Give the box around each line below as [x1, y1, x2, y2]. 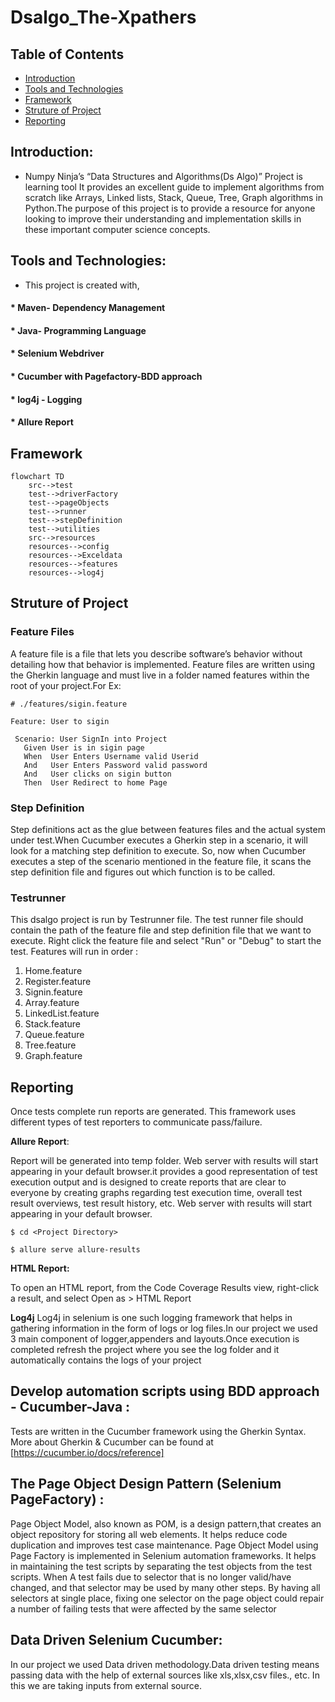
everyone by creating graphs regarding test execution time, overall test [10, 1187, 303, 1199]
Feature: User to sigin [10, 716, 110, 726]
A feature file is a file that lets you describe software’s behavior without [10, 647, 303, 660]
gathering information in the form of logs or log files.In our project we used [10, 1322, 318, 1335]
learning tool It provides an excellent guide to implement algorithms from [24, 181, 325, 193]
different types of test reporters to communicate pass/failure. [10, 1116, 263, 1128]
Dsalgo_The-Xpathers [10, 6, 197, 29]
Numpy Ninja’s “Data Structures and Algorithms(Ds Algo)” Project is [24, 170, 303, 182]
